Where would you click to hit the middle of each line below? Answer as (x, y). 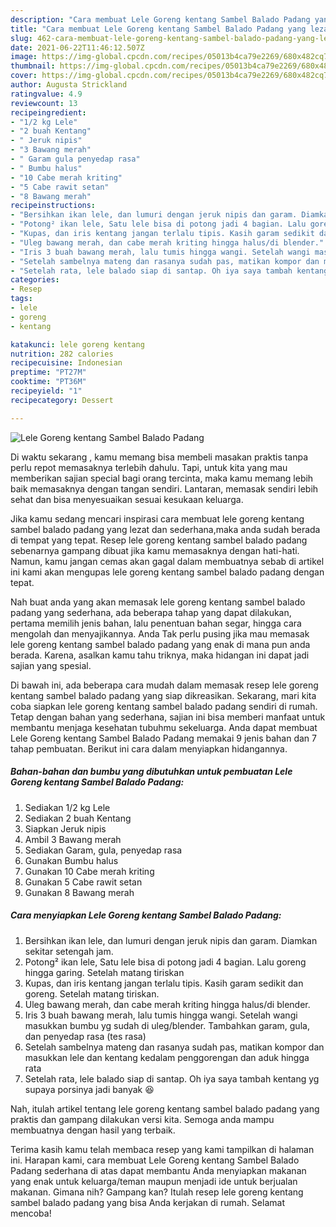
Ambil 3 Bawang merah (73, 839)
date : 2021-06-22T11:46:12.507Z (77, 47)
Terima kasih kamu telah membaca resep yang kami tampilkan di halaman (162, 1149)
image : (24, 57)
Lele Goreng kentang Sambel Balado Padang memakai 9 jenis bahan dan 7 (163, 738)
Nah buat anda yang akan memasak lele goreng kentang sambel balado (158, 602)
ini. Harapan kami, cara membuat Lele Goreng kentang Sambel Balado (155, 1160)
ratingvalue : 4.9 (46, 94)
